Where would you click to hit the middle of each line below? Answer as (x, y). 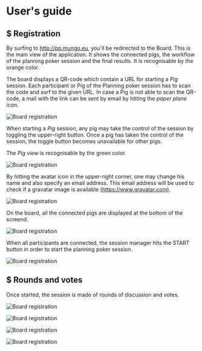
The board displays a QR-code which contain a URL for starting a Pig (92, 79)
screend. (17, 219)
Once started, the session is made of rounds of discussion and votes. (93, 295)
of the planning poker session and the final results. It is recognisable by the (100, 61)
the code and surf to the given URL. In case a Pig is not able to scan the (96, 92)
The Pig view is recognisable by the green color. (66, 153)
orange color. (23, 67)
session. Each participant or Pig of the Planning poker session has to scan (99, 85)
